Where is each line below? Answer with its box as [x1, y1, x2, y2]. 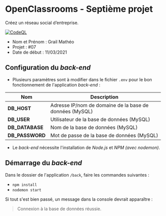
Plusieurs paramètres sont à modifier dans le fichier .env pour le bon [12, 76, 152, 82]
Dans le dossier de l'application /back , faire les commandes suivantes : [5, 172, 150, 178]
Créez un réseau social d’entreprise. [5, 20, 79, 26]
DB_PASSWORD [7, 132, 46, 139]
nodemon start [12, 187, 41, 192]
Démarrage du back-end [5, 159, 83, 167]
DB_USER [7, 116, 30, 123]
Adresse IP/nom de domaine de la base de [50, 102, 149, 109]
